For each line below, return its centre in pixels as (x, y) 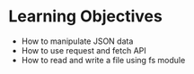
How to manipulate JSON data (77, 41)
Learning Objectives (85, 16)
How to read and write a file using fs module (103, 60)
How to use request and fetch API (84, 50)
